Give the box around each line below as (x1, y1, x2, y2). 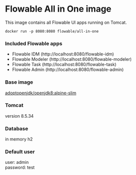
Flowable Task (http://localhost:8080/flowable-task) (12, 62, 117, 68)
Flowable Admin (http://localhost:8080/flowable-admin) (12, 67, 124, 72)
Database (5, 125, 28, 132)
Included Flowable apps (5, 40, 63, 47)
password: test (5, 164, 35, 171)
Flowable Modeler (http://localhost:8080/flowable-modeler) (12, 56, 132, 62)
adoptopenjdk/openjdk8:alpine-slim (5, 90, 77, 96)
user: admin (5, 159, 29, 165)
